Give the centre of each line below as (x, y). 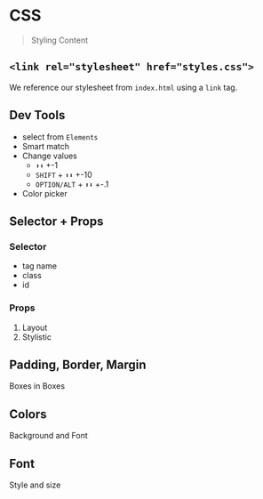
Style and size (35, 485)
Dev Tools (37, 115)
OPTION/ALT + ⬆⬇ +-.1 (72, 184)
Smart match (45, 146)
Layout (35, 327)
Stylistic (36, 337)
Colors (28, 414)
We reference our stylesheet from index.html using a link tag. (124, 87)
